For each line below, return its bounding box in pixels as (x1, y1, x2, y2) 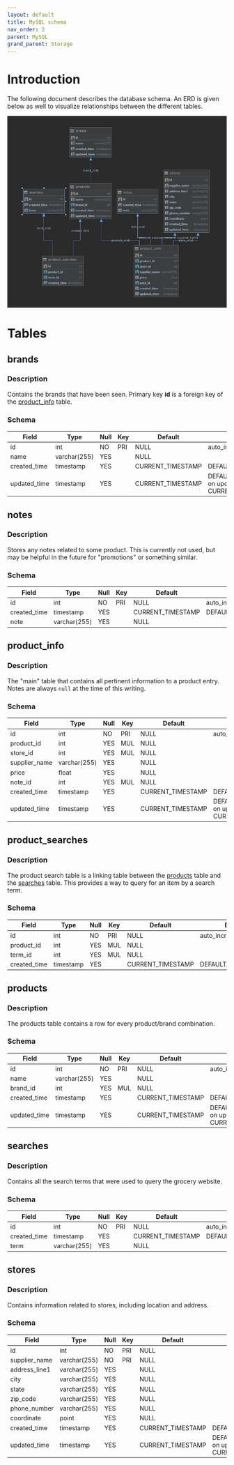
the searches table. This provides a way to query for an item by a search (7, 879, 215, 887)
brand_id (10, 1084, 36, 1093)
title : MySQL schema (7, 18, 68, 26)
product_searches (7, 834, 88, 847)
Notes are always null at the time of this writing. (7, 684, 146, 692)
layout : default (7, 11, 54, 18)
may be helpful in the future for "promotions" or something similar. (7, 553, 198, 561)
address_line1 (10, 1365, 51, 1374)
